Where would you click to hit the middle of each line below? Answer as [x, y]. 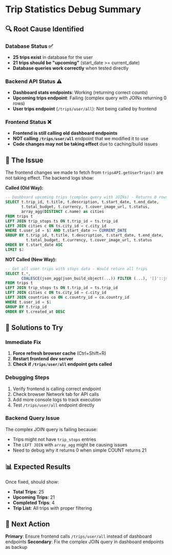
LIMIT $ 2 [15, 249]
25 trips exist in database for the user [53, 57]
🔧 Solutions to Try [34, 327]
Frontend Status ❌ [28, 122]
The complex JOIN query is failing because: [51, 429]
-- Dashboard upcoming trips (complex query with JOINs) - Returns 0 [81, 197]
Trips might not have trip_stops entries [54, 439]
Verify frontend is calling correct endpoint [57, 389]
